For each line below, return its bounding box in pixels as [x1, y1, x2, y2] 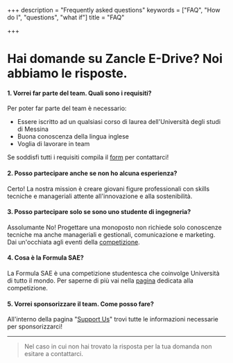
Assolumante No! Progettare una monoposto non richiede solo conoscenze [7, 223, 222, 231]
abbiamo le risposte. [7, 66, 128, 82]
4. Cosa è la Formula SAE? [7, 254, 85, 262]
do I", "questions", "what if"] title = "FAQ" [7, 13, 125, 21]
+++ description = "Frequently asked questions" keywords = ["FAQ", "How [7, 6, 221, 14]
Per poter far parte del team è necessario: [7, 104, 127, 113]
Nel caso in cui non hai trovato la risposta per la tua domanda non [24, 342, 212, 351]
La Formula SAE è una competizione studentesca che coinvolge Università [7, 269, 220, 277]
